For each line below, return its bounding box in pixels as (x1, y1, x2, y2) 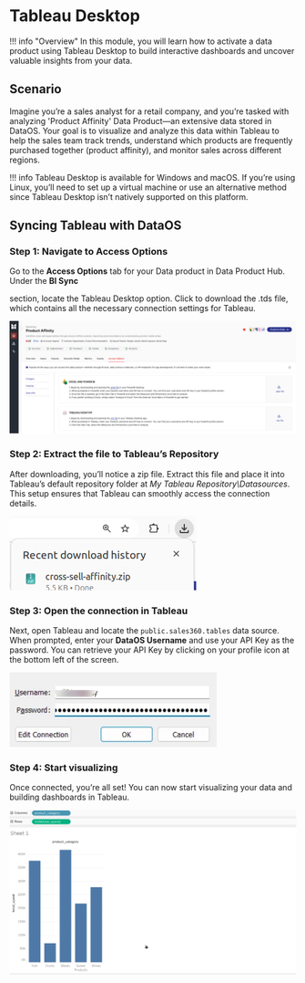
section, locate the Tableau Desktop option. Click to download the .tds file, (9, 293, 289, 304)
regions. (9, 154, 41, 165)
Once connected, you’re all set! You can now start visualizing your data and (9, 782, 293, 793)
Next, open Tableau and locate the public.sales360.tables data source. (9, 624, 280, 635)
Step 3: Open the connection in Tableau (9, 604, 188, 617)
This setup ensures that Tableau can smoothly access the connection (9, 487, 270, 498)
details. (9, 497, 37, 508)
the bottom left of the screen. (9, 654, 119, 664)
